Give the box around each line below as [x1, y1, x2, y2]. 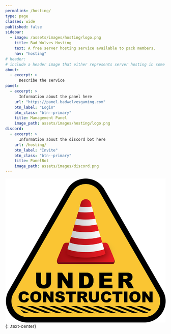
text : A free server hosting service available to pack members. [14, 46, 156, 51]
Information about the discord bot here [18, 137, 106, 142]
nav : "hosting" [14, 51, 47, 56]
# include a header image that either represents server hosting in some [5, 62, 165, 67]
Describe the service [18, 78, 65, 83]
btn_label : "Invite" [14, 147, 58, 153]
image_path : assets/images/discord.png [14, 164, 99, 169]
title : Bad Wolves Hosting [14, 41, 72, 46]
